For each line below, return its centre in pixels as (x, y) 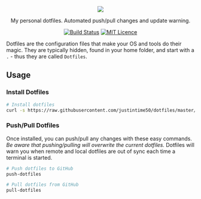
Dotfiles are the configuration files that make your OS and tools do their (94, 44)
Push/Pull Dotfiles (33, 125)
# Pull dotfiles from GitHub (42, 185)
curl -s (16, 110)
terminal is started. (29, 157)
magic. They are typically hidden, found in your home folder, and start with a (100, 50)
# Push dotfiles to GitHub (40, 169)
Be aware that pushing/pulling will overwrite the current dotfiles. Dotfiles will (100, 145)
